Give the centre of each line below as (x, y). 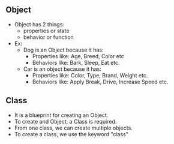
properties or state (46, 31)
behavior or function (49, 37)
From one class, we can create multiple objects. (73, 128)
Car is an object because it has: (62, 69)
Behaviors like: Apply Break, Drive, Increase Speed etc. (100, 82)
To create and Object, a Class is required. (65, 121)
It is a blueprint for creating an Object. (61, 115)
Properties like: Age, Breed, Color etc (78, 56)
